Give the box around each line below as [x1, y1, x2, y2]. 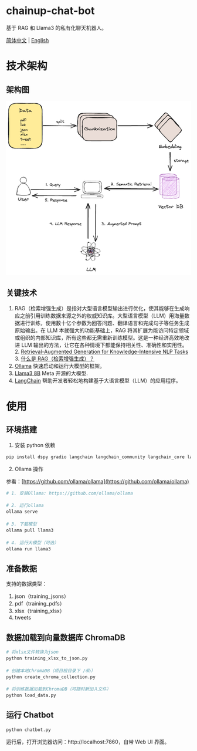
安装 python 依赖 [14, 441, 56, 448]
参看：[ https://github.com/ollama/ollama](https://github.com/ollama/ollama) [6, 478, 189, 485]
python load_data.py [6, 692, 57, 699]
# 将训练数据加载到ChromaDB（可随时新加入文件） [6, 686, 111, 692]
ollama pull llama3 [6, 527, 54, 533]
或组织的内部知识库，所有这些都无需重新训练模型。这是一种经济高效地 [14, 334, 185, 341]
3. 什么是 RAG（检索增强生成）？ [14, 355, 95, 362]
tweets [14, 614, 31, 621]
